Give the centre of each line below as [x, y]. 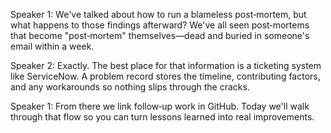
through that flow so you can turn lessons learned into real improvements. [162, 117]
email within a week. [52, 46]
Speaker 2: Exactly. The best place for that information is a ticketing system [166, 65]
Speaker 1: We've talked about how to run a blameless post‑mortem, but [158, 14]
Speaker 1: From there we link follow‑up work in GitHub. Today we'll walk [160, 106]
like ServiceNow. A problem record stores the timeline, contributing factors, [165, 76]
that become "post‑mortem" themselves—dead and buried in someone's [160, 35]
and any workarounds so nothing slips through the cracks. [130, 87]
